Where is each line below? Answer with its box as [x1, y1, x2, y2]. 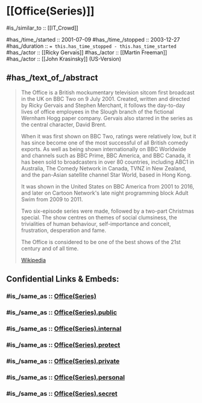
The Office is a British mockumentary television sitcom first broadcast [21, 89, 195, 96]
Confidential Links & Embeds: [6, 274, 119, 285]
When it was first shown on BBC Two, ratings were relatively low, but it [21, 132, 197, 140]
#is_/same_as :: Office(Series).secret [6, 389, 118, 398]
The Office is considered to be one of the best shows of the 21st [21, 238, 181, 245]
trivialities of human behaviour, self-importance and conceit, [21, 220, 171, 227]
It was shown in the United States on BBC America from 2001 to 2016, [21, 182, 195, 190]
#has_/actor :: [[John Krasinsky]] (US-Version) [6, 55, 122, 62]
